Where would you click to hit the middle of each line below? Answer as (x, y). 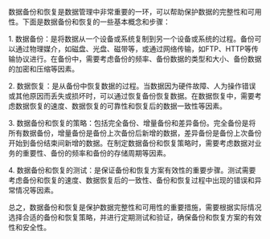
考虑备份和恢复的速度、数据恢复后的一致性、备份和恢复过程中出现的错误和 (131, 180)
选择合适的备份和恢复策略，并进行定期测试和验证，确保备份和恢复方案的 (128, 217)
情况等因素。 (36, 190)
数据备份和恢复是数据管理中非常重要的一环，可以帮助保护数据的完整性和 (128, 12)
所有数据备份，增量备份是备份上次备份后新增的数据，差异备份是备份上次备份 (135, 133)
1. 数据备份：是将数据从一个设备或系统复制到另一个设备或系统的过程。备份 (131, 39)
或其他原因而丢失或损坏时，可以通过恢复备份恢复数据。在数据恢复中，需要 (131, 96)
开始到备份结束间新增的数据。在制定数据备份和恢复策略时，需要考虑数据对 (131, 143)
